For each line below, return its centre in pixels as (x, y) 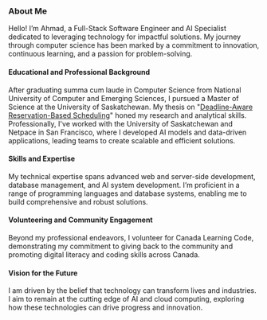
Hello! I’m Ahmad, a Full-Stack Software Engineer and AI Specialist (118, 29)
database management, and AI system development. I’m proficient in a (124, 185)
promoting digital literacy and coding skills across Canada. (104, 254)
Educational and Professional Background (79, 72)
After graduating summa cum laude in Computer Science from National (125, 90)
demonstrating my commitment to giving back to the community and (121, 246)
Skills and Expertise (42, 159)
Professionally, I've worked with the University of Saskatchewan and (121, 123)
